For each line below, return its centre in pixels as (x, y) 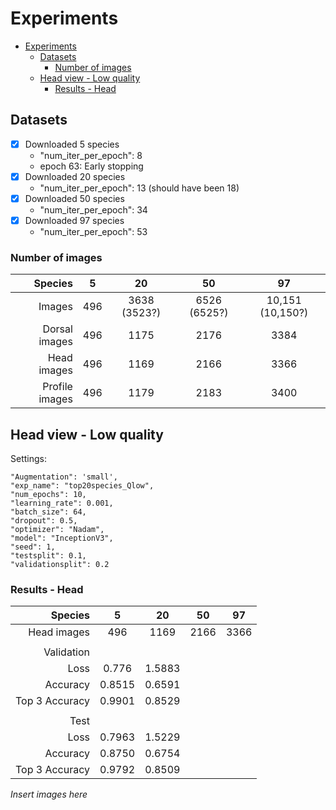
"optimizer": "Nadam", (57, 530)
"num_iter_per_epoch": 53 (93, 231)
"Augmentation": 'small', (64, 477)
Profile (57, 387)
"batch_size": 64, (48, 512)
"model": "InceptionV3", (62, 538)
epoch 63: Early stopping (91, 166)
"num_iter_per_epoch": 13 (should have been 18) (139, 188)
